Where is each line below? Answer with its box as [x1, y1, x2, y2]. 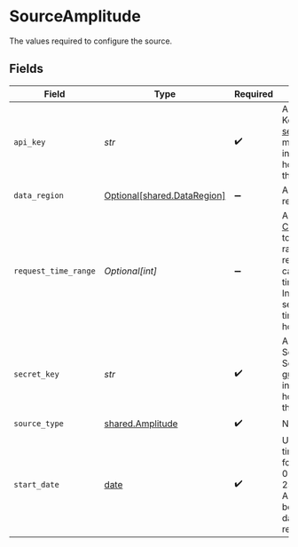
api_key [13, 137, 46, 147]
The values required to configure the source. [9, 36, 173, 46]
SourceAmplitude [9, 6, 142, 27]
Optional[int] [104, 265, 158, 277]
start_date [13, 480, 59, 489]
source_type [13, 419, 65, 429]
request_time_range [13, 266, 96, 276]
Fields [9, 61, 44, 76]
